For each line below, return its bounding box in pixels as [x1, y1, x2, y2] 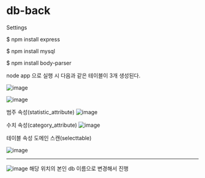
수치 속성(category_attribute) [6, 121, 77, 129]
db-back [6, 4, 51, 18]
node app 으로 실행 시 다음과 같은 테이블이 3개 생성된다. [6, 71, 141, 79]
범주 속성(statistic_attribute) [6, 108, 75, 116]
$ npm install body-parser [6, 59, 72, 66]
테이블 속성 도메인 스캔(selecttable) [6, 134, 92, 141]
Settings [6, 24, 27, 31]
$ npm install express [6, 35, 60, 43]
